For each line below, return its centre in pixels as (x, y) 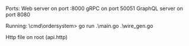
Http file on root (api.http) (37, 37)
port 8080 (18, 15)
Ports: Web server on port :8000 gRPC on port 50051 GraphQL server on (94, 8)
